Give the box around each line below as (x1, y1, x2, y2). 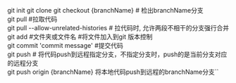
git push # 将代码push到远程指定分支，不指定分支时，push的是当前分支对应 (7, 50, 228, 58)
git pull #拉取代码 (7, 15, 58, 23)
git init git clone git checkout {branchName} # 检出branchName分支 (7, 6, 204, 14)
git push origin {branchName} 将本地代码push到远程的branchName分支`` (7, 68, 219, 76)
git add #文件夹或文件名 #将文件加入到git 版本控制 (7, 32, 153, 41)
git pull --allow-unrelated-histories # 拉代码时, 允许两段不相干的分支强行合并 (7, 24, 230, 32)
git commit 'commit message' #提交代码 (7, 41, 123, 49)
